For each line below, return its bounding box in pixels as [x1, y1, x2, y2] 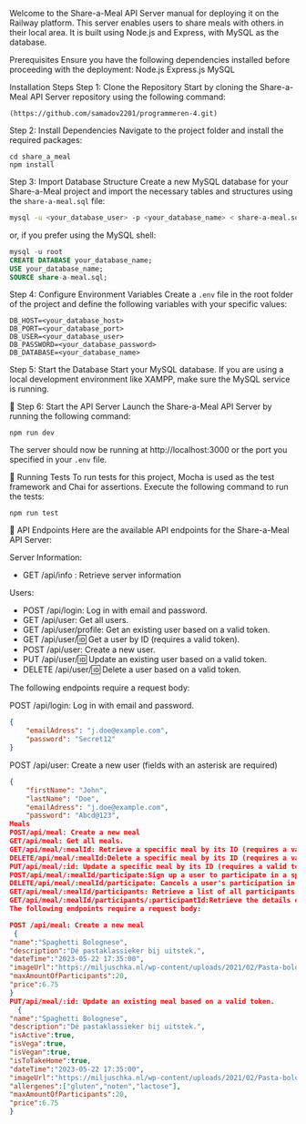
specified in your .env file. [9, 455, 107, 465]
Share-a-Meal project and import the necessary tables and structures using [9, 186, 293, 197]
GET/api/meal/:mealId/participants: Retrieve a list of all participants [9, 887, 296, 896]
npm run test [9, 509, 59, 518]
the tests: [9, 491, 45, 502]
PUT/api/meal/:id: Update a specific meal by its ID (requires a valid [9, 862, 288, 871]
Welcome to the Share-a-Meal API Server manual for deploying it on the [9, 8, 280, 18]
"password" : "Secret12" [25, 735, 117, 744]
